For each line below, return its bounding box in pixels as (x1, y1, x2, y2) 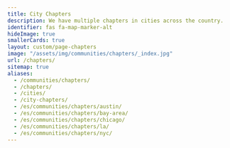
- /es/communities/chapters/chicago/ (13, 116, 126, 123)
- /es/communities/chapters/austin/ (13, 103, 122, 110)
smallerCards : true (7, 37, 65, 44)
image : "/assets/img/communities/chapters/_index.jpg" (7, 51, 173, 58)
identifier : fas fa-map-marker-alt (7, 23, 113, 31)
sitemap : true (7, 63, 50, 70)
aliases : (7, 70, 33, 77)
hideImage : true (7, 30, 55, 38)
